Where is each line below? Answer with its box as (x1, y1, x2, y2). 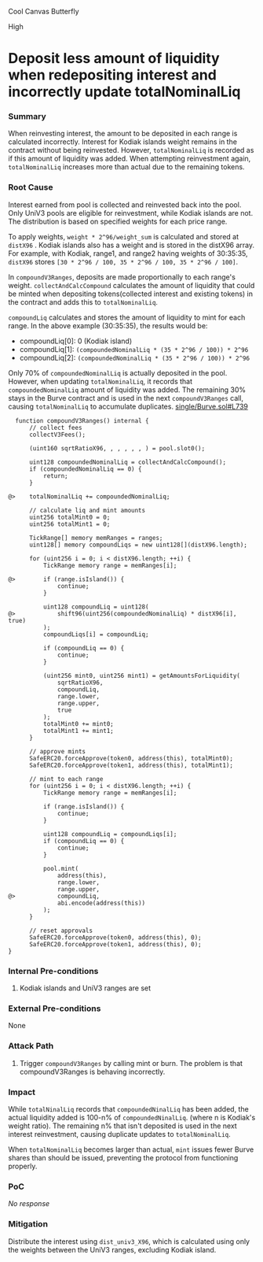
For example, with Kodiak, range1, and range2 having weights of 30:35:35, (8, 248, 249, 258)
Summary (8, 111, 47, 122)
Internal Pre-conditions (8, 965, 99, 976)
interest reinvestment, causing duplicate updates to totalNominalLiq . (8, 1129, 232, 1138)
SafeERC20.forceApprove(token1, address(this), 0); (28, 940, 202, 948)
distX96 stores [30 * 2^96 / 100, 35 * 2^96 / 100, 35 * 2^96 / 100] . (8, 257, 238, 266)
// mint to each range (28, 775, 104, 783)
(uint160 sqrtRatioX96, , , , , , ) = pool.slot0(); (28, 444, 206, 452)
